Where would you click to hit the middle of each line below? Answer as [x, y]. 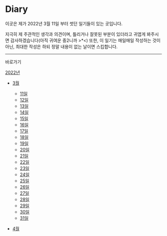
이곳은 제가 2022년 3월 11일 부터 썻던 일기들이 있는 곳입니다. [64, 23]
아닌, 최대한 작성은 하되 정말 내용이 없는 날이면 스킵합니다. [61, 46]
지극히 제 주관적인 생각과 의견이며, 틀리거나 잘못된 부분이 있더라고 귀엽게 [75, 34]
